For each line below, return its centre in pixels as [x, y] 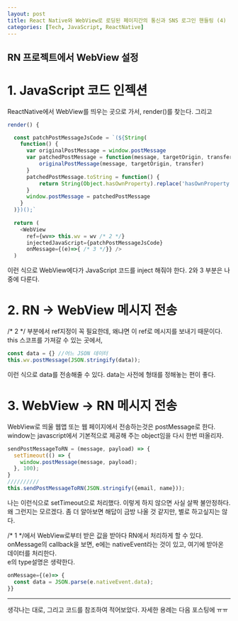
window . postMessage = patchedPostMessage [88, 197]
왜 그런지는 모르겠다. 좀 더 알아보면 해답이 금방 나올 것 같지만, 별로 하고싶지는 [114, 511]
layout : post [27, 14]
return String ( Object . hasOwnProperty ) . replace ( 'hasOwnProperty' [136, 184]
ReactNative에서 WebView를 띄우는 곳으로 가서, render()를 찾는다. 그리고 [110, 111]
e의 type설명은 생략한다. [41, 562]
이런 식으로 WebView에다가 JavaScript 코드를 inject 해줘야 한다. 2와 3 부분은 [115, 270]
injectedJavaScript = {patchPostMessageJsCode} [94, 243]
